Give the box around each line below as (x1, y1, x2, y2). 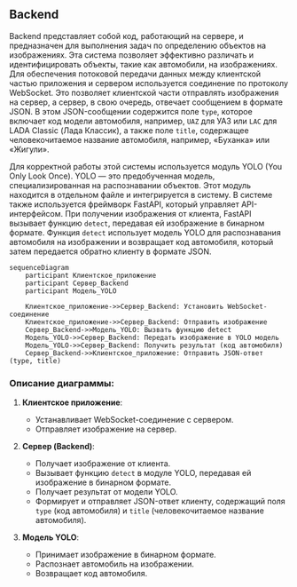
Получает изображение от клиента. (35, 458, 171, 469)
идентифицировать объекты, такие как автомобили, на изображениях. (9, 59, 277, 69)
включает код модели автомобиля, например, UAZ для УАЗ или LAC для (9, 115, 277, 126)
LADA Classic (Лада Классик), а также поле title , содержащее (9, 124, 250, 136)
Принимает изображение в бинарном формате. (35, 550, 217, 560)
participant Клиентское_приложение (25, 271, 157, 280)
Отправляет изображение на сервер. (35, 424, 177, 434)
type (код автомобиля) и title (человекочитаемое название (35, 505, 264, 516)
